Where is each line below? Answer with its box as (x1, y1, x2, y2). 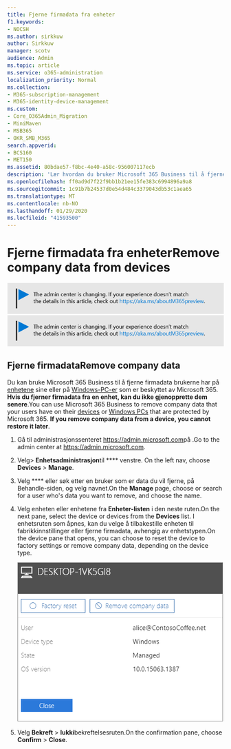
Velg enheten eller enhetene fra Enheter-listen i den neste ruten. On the (16, 504, 220, 513)
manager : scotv (7, 48, 51, 54)
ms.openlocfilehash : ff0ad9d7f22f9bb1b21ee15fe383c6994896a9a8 (7, 178, 192, 185)
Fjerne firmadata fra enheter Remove (7, 245, 220, 261)
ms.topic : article (7, 62, 60, 69)
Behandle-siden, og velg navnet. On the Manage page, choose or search (16, 484, 222, 492)
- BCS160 (7, 149, 32, 156)
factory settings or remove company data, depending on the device (16, 541, 208, 549)
